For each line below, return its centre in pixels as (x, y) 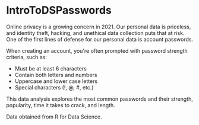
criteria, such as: (27, 57)
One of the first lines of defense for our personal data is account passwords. (100, 39)
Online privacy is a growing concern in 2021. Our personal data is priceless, (99, 27)
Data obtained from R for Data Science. (54, 117)
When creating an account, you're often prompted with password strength (97, 50)
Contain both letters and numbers (56, 75)
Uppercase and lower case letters (56, 81)
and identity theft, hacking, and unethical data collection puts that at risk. (95, 33)
